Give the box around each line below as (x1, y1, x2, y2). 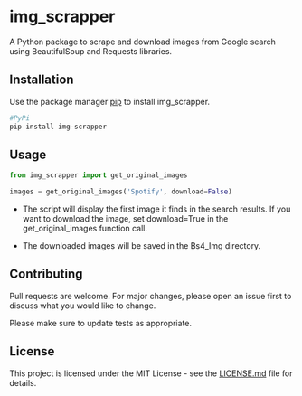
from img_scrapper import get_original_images (9, 171, 188, 180)
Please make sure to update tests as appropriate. (9, 317, 193, 328)
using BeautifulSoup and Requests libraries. (9, 45, 173, 56)
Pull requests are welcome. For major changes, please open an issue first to (9, 290, 292, 301)
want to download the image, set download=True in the (22, 213, 229, 224)
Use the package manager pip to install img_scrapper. (9, 96, 211, 107)
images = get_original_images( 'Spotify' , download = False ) (9, 187, 232, 196)
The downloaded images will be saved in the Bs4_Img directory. (22, 240, 261, 251)
